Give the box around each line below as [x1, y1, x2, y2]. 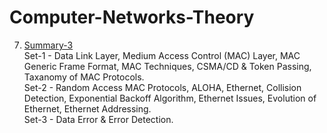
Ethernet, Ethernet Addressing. [23, 102, 152, 115]
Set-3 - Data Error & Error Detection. [23, 113, 174, 125]
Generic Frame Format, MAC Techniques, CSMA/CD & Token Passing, [23, 60, 312, 72]
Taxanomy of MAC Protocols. [23, 71, 145, 83]
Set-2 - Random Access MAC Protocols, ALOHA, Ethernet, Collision [23, 81, 302, 93]
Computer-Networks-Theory [9, 6, 255, 29]
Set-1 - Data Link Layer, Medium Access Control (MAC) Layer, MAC [23, 49, 301, 61]
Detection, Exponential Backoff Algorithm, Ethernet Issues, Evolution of [23, 92, 317, 104]
